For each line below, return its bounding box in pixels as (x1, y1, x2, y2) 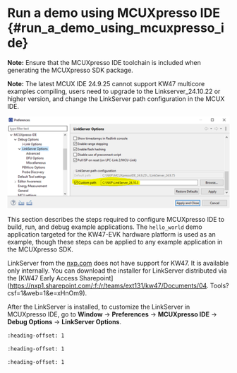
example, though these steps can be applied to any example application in (7, 237, 223, 246)
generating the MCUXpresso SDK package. (7, 66, 134, 74)
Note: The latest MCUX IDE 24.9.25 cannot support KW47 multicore (7, 79, 205, 88)
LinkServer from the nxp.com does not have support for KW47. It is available (7, 259, 229, 267)
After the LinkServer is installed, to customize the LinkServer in (7, 302, 190, 311)
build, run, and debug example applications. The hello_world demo (7, 223, 202, 231)
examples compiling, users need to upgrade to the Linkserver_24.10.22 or (7, 87, 221, 95)
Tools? (209, 281, 229, 290)
